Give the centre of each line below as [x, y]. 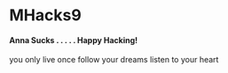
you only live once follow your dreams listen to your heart [114, 60]
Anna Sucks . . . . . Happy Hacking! [74, 40]
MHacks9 [45, 15]
